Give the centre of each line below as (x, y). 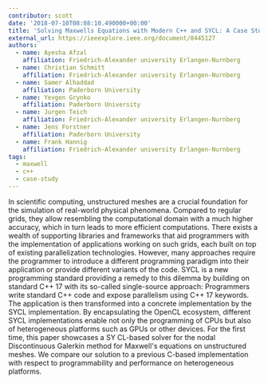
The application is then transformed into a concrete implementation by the (130, 303)
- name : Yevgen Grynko (53, 97)
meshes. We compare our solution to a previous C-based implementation (128, 354)
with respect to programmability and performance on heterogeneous (121, 362)
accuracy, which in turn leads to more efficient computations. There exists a (133, 227)
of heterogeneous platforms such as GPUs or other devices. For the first (127, 329)
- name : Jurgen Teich (51, 113)
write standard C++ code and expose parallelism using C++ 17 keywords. (129, 295)
